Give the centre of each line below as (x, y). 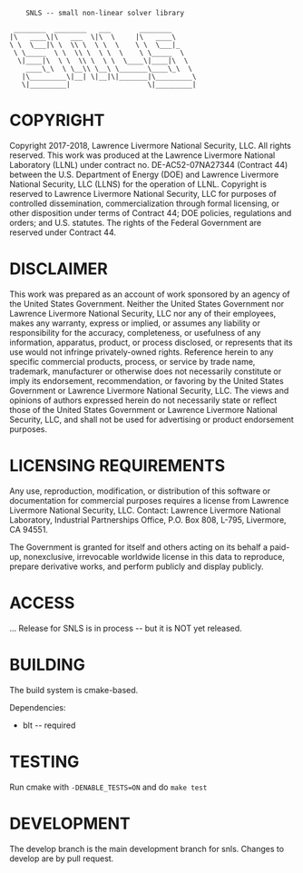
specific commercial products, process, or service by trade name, (132, 361)
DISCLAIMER (59, 269)
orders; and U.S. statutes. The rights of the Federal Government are (136, 222)
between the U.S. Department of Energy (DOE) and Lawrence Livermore (144, 174)
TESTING (44, 761)
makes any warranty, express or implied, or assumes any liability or (135, 323)
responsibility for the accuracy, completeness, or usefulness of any (135, 332)
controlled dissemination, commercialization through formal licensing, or (144, 203)
